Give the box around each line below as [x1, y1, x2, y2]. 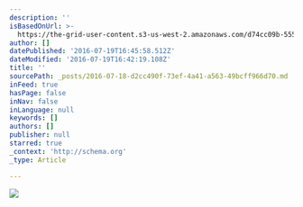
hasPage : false [9, 88, 67, 97]
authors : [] [9, 122, 54, 131]
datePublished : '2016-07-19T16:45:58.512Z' [9, 47, 176, 56]
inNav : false [9, 96, 59, 106]
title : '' [9, 64, 47, 73]
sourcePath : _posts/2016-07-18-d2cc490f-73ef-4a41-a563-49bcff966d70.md [9, 72, 289, 81]
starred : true [9, 139, 63, 148]
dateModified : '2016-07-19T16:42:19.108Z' [9, 55, 171, 64]
